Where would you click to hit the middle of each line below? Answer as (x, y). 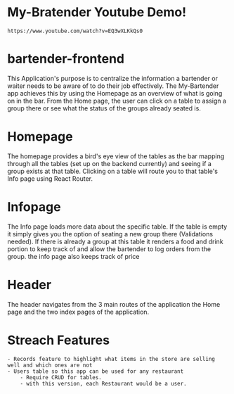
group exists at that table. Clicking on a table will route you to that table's (112, 171)
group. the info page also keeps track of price (73, 256)
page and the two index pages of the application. (78, 312)
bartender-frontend (66, 59)
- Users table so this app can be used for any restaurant (96, 371)
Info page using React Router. (50, 178)
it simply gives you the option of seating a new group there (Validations (110, 234)
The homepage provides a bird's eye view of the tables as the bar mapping (116, 156)
